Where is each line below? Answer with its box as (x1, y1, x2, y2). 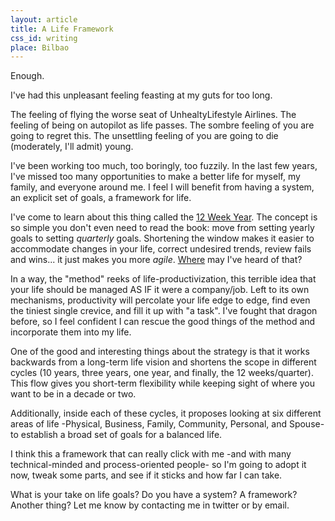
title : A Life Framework (10, 24, 114, 34)
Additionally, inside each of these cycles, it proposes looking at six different (10, 407, 322, 420)
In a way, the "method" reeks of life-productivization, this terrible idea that (10, 273, 317, 285)
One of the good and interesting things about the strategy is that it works (10, 346, 310, 358)
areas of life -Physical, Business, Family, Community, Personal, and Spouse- (10, 418, 325, 430)
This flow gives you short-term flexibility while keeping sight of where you (10, 377, 315, 390)
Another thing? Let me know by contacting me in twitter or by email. (10, 499, 290, 511)
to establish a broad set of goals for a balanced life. (10, 429, 223, 441)
